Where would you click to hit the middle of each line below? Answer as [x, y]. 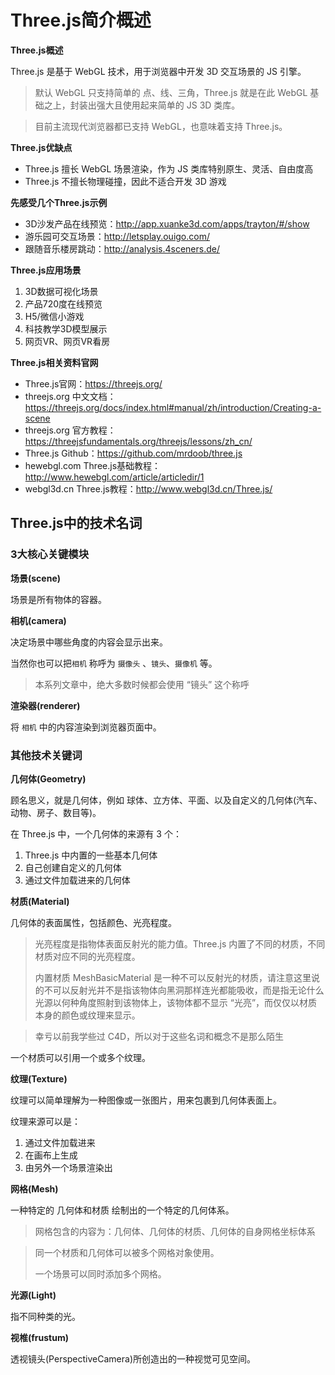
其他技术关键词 [46, 755]
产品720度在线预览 [63, 303]
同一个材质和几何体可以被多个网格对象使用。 [127, 1252]
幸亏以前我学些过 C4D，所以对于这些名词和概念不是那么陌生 [159, 1036]
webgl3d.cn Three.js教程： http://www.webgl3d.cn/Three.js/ [148, 488]
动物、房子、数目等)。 [56, 812]
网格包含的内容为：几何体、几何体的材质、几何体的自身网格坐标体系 [175, 1231]
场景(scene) [36, 578]
